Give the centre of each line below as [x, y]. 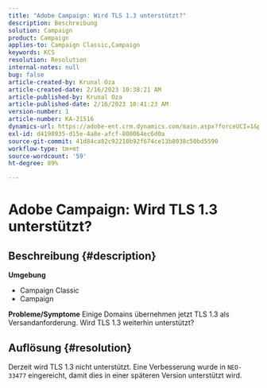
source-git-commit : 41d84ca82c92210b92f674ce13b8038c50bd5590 [113, 141]
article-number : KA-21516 [51, 119]
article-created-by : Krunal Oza [62, 82]
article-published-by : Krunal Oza [66, 97]
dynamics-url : [32, 126]
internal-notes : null [44, 68]
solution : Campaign [41, 30]
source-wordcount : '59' [48, 156]
